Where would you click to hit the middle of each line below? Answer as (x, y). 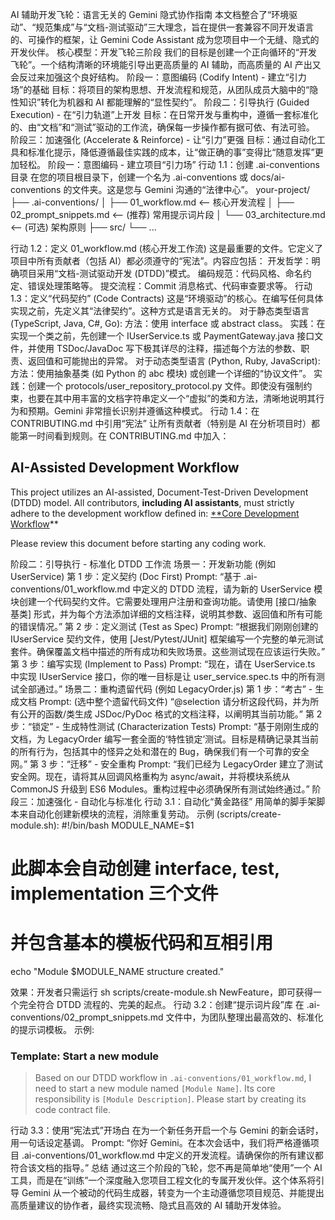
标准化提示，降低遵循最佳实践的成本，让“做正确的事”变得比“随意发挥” (171, 152)
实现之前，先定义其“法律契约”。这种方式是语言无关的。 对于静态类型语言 (160, 311)
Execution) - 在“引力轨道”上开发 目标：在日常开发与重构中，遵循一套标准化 (164, 114)
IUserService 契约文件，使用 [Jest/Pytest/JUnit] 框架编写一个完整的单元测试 (167, 639)
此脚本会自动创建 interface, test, (145, 869)
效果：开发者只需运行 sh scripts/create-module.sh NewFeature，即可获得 (161, 992)
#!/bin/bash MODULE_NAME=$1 (128, 825)
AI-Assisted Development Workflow (125, 468)
